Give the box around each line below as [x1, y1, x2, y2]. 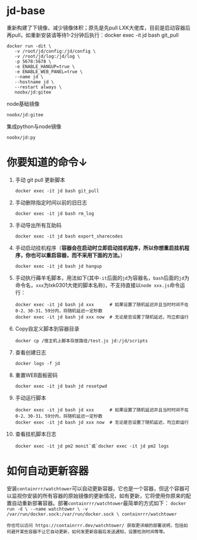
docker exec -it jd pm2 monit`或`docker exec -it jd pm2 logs [15, 443, 169, 449]
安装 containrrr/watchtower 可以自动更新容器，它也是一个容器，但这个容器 [6, 484, 185, 492]
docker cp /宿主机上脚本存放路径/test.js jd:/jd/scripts [15, 338, 148, 343]
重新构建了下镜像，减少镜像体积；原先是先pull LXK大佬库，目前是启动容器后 [6, 24, 191, 31]
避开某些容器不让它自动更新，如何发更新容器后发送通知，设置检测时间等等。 [11, 528, 168, 535]
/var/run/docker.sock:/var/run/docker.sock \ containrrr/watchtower [6, 511, 177, 517]
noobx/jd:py [6, 135, 36, 140]
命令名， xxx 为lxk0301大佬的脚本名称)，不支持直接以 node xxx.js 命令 [15, 281, 180, 288]
